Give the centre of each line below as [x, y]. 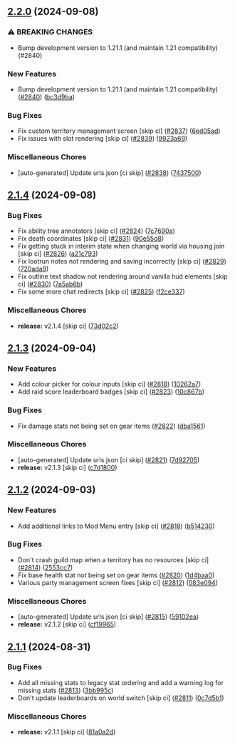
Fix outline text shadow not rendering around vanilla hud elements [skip [122, 276]
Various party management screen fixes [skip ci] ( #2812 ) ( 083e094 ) [118, 582]
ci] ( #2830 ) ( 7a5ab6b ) [50, 284]
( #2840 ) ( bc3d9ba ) [46, 96]
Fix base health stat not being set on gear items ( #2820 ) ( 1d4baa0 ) [116, 575]
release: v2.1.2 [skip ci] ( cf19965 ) [67, 624]
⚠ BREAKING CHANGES [50, 32]
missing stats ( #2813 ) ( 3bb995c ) [66, 690]
